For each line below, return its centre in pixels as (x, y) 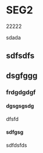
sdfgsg (15, 132)
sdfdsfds (17, 145)
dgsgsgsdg (20, 106)
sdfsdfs (20, 56)
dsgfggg (22, 75)
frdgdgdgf (21, 92)
